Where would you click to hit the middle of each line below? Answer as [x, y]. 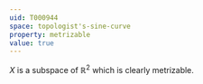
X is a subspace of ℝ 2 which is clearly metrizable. [101, 69]
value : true [32, 43]
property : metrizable [50, 34]
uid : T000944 [34, 18]
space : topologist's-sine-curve [70, 26]
